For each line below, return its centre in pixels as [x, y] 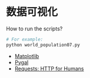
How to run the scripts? [34, 28]
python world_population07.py [43, 45]
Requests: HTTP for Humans [49, 69]
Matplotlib [27, 56]
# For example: [25, 39]
